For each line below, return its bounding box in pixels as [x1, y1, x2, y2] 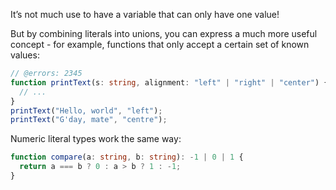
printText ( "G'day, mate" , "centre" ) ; [10, 115, 168, 125]
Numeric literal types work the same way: [10, 133, 182, 145]
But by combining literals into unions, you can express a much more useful [10, 28, 318, 39]
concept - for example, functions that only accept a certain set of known [10, 39, 310, 50]
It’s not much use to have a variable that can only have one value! [10, 9, 280, 20]
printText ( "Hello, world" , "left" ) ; [10, 105, 163, 116]
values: [10, 49, 40, 61]
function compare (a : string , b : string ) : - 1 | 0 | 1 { [10, 152, 244, 163]
